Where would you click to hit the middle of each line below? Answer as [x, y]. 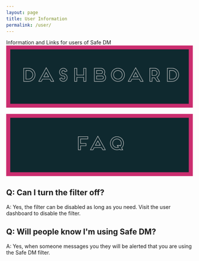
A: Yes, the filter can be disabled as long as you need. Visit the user [88, 207]
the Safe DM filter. [28, 252]
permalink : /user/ [29, 25]
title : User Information [37, 19]
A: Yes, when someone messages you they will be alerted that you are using [99, 246]
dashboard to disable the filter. [44, 213]
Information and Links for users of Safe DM [59, 43]
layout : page [22, 12]
